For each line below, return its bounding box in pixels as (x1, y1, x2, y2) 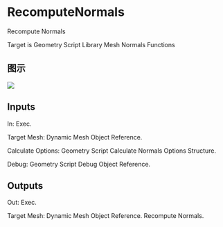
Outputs (7, 180, 44, 192)
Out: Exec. (7, 199, 37, 207)
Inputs (7, 101, 36, 113)
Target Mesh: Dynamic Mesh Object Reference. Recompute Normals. (7, 212, 204, 220)
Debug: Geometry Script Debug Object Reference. (7, 160, 151, 168)
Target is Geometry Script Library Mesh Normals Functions (7, 40, 175, 49)
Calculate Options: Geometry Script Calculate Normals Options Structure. (7, 146, 217, 155)
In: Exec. (7, 119, 32, 128)
